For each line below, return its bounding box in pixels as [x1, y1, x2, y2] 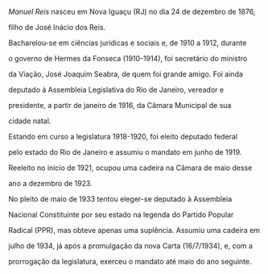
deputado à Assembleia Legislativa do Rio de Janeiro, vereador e [8, 85, 224, 94]
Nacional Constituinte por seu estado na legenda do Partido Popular [8, 210, 234, 219]
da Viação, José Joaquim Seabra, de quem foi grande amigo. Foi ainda [8, 69, 244, 79]
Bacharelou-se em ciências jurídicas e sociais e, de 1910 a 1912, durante [8, 38, 247, 48]
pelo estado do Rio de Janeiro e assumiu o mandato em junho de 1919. [8, 147, 242, 156]
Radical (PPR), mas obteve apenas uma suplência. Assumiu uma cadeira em [8, 226, 260, 235]
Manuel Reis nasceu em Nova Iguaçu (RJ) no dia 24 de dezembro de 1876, [8, 7, 256, 16]
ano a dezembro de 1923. [8, 179, 93, 188]
